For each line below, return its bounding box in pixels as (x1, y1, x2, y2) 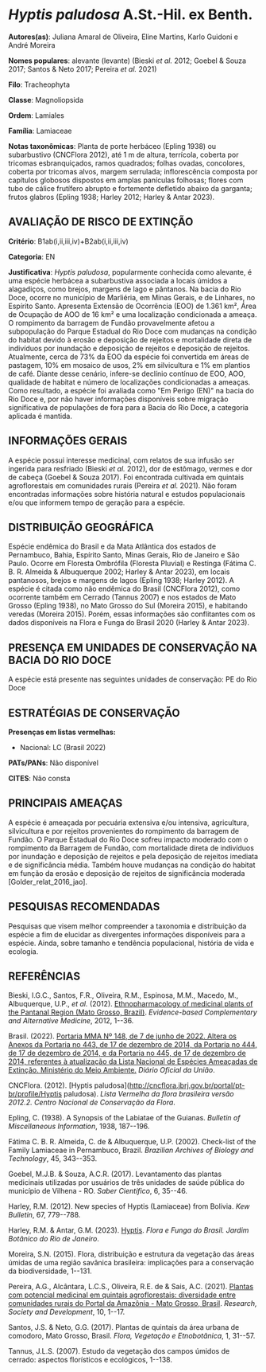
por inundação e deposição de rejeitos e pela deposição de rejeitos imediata (8, 851, 259, 861)
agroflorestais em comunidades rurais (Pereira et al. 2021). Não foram (8, 480, 237, 491)
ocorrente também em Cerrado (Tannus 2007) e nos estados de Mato (8, 592, 237, 602)
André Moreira (8, 40, 56, 49)
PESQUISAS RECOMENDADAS (8, 900, 160, 913)
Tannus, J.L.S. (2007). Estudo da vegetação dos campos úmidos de (8, 1347, 230, 1356)
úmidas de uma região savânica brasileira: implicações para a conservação (8, 1258, 254, 1268)
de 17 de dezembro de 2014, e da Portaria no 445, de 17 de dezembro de (8, 1049, 246, 1058)
